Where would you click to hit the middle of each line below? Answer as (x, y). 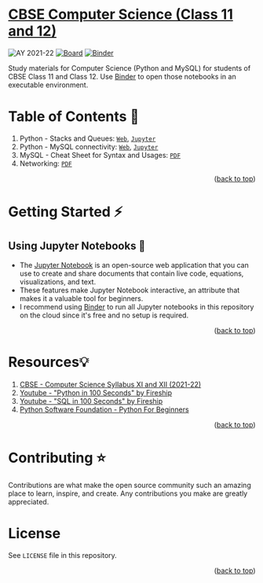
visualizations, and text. (58, 281)
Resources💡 (49, 362)
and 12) (33, 31)
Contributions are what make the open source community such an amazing (130, 485)
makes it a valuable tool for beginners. (81, 298)
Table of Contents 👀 (74, 117)
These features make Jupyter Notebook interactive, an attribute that (130, 290)
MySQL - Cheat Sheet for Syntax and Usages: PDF (100, 155)
